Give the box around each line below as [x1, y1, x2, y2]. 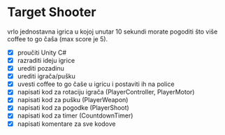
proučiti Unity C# [17, 48, 67, 57]
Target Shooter [7, 4, 96, 20]
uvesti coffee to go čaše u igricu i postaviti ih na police [17, 80, 175, 88]
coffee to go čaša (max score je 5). [7, 34, 108, 43]
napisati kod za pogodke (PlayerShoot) [17, 104, 129, 112]
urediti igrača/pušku [17, 72, 75, 80]
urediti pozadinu [17, 64, 64, 73]
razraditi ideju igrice [17, 57, 75, 64]
